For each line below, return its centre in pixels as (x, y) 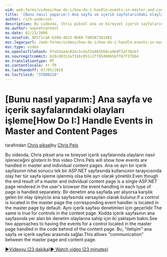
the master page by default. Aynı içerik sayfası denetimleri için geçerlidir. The (83, 208)
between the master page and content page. (51, 240)
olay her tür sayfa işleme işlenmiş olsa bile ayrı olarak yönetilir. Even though (82, 176)
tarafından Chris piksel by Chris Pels (42, 145)
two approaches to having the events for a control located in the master (78, 224)
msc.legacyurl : (21, 42)
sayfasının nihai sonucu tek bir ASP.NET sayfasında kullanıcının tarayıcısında (83, 171)
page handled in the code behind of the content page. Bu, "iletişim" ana (79, 229)
